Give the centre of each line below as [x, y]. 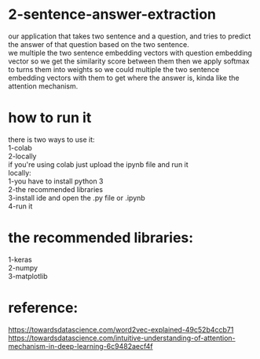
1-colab [20, 147]
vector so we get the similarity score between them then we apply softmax [129, 61]
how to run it [50, 118]
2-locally [22, 156]
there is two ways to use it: [52, 140]
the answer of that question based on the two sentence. [99, 44]
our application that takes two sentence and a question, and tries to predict [130, 36]
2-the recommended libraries [56, 189]
